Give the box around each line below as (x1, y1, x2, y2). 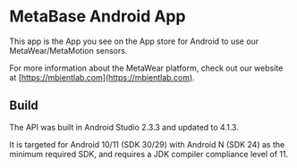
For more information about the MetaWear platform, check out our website (9, 63, 284, 73)
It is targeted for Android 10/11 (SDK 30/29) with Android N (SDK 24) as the (9, 139, 285, 149)
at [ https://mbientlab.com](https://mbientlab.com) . (9, 71, 195, 82)
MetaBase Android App (9, 6, 186, 27)
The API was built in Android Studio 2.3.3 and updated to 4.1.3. (9, 122, 239, 132)
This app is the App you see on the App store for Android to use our (9, 36, 259, 46)
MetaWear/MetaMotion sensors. (9, 45, 128, 55)
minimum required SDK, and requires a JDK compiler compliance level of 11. (9, 148, 289, 159)
